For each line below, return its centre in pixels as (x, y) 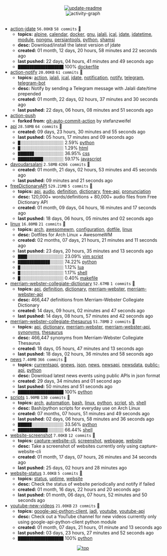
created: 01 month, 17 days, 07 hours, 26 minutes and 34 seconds (87, 457)
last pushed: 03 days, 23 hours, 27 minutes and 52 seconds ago (86, 533)
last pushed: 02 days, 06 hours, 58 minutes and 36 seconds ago (86, 419)
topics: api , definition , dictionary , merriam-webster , (72, 289)
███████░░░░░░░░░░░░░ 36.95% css (54, 153)
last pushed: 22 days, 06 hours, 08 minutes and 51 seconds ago (86, 110)
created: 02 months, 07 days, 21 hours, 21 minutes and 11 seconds (88, 240)
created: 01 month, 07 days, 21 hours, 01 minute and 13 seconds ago (90, 527)
